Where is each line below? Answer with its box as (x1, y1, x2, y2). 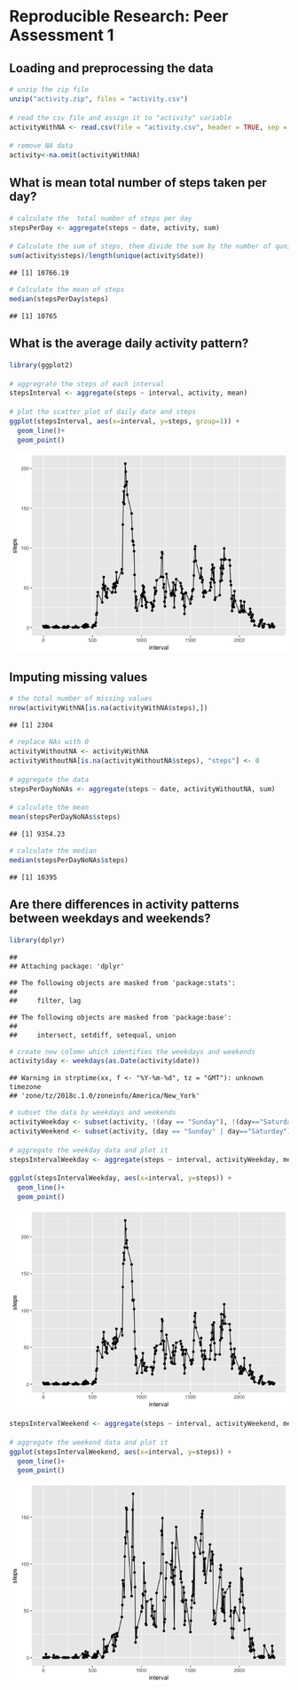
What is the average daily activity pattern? (9, 336, 249, 351)
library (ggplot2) (9, 360, 74, 370)
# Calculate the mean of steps (9, 285, 125, 294)
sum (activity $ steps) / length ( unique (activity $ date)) (9, 252, 204, 260)
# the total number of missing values (9, 694, 153, 703)
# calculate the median (9, 846, 98, 855)
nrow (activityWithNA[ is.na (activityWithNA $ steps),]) (9, 704, 208, 713)
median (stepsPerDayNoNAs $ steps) (9, 855, 129, 864)
